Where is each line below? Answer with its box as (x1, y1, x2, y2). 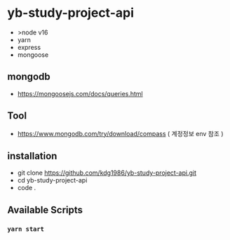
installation (7, 149, 57, 162)
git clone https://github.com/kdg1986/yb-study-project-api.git (17, 168, 196, 177)
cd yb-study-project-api (17, 176, 88, 185)
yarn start (7, 225, 44, 233)
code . (17, 184, 36, 192)
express (17, 43, 41, 51)
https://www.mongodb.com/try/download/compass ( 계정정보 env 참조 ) (17, 129, 224, 138)
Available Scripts (7, 204, 83, 215)
